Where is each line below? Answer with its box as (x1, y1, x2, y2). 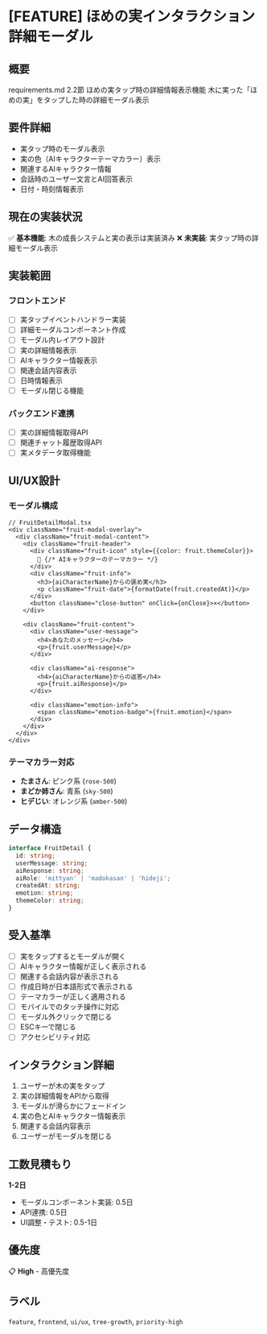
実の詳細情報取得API (19, 428, 88, 438)
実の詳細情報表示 (19, 345, 77, 355)
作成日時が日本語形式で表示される (19, 981, 133, 991)
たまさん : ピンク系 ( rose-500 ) (19, 776, 117, 786)
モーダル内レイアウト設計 (19, 335, 105, 345)
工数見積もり (8, 1157, 72, 1171)
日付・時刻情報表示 (19, 184, 84, 193)
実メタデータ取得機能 (19, 448, 91, 458)
